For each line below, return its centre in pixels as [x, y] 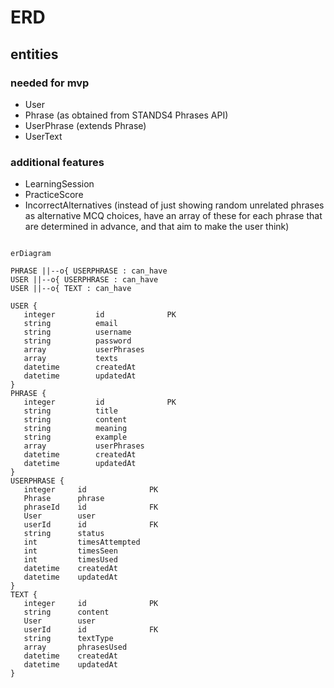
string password [77, 341]
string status [64, 534]
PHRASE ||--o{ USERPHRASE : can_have [89, 271]
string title [70, 411]
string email [70, 324]
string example [75, 437]
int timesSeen [70, 551]
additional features [57, 162]
